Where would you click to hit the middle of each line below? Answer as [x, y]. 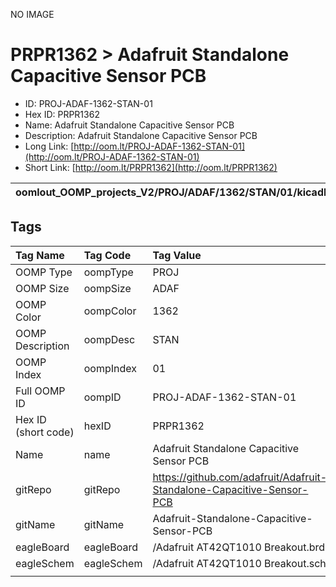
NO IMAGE [32, 14]
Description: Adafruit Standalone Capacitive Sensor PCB [141, 135]
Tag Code [107, 255]
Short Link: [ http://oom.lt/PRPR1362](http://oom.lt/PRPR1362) [151, 167]
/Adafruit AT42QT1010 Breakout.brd [239, 547]
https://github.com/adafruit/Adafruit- [240, 477]
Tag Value [177, 255]
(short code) [45, 432]
